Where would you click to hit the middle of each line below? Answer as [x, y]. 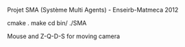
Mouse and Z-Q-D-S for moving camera [64, 36]
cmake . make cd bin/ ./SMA [47, 23]
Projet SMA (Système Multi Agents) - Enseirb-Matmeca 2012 [93, 10]
